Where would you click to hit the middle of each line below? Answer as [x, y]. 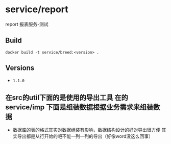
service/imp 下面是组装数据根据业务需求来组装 [79, 107]
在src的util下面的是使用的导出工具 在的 [67, 97]
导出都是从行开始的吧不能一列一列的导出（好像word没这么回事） [85, 136]
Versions [20, 68]
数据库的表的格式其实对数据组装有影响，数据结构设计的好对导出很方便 [87, 130]
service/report [37, 9]
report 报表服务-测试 [27, 24]
